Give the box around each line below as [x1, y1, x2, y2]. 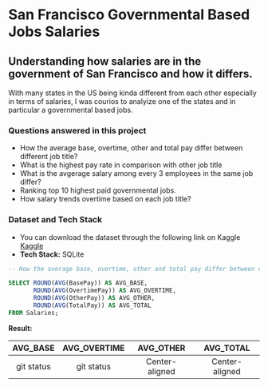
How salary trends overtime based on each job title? [19, 194, 191, 204]
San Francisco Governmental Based [8, 6, 250, 24]
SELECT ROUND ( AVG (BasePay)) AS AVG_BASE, [8, 279, 148, 287]
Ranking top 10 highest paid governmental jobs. [19, 186, 177, 195]
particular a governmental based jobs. [8, 106, 133, 114]
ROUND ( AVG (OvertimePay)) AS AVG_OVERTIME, [33, 286, 177, 295]
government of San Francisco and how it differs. [8, 66, 253, 81]
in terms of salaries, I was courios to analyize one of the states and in [8, 97, 236, 106]
